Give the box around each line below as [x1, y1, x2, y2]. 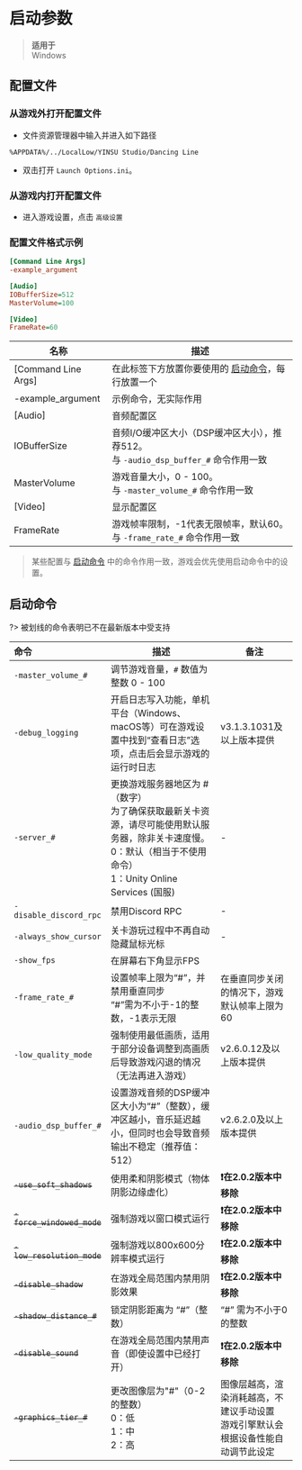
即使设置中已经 [129, 1347, 192, 1360]
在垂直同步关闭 [219, 973, 284, 985]
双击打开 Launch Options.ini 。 [22, 164, 138, 176]
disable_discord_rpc [13, 911, 102, 921]
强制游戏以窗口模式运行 [111, 1212, 210, 1225]
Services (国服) [111, 886, 175, 899]
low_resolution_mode [13, 1250, 102, 1261]
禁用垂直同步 [111, 985, 165, 998]
